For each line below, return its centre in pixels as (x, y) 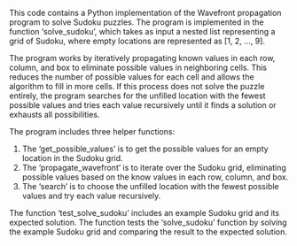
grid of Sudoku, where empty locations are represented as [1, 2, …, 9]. (137, 41)
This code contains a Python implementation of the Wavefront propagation (145, 13)
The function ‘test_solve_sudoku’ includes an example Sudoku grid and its (145, 213)
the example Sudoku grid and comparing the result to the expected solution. (148, 232)
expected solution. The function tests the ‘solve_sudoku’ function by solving (148, 222)
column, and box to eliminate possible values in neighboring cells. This (138, 67)
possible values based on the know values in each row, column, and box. (155, 177)
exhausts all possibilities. (55, 115)
